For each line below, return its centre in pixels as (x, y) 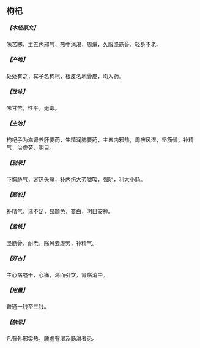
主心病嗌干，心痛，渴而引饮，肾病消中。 (57, 275)
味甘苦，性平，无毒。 (33, 108)
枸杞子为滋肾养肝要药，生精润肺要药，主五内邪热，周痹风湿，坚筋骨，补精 (100, 140)
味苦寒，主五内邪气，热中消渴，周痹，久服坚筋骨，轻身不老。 (84, 44)
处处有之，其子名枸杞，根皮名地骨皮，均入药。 (65, 76)
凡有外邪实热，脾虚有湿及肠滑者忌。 (52, 339)
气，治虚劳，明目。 (31, 148)
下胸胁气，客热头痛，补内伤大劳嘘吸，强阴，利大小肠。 (76, 179)
